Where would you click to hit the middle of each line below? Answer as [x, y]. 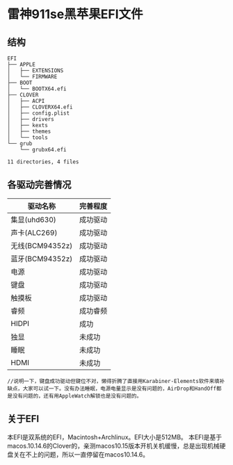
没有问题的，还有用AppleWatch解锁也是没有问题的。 [77, 396]
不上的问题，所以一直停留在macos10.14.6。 [87, 454]
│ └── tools [28, 138]
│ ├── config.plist [39, 113]
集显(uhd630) [34, 220]
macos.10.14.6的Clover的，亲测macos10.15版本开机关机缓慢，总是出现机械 [114, 446]
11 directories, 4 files [43, 162]
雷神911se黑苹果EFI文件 [75, 14]
